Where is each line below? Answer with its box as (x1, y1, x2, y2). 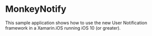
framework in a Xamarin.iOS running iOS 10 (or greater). (5, 25, 121, 31)
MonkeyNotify (5, 3, 66, 15)
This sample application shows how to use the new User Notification (5, 20, 147, 26)
